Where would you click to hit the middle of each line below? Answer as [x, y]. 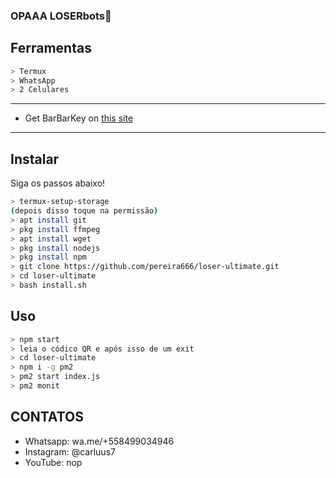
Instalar [35, 159]
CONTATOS [47, 417]
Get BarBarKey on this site [79, 118]
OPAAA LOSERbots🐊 [61, 16]
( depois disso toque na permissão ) [84, 211]
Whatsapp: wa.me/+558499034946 [99, 441]
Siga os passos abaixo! [58, 183]
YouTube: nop [53, 462]
